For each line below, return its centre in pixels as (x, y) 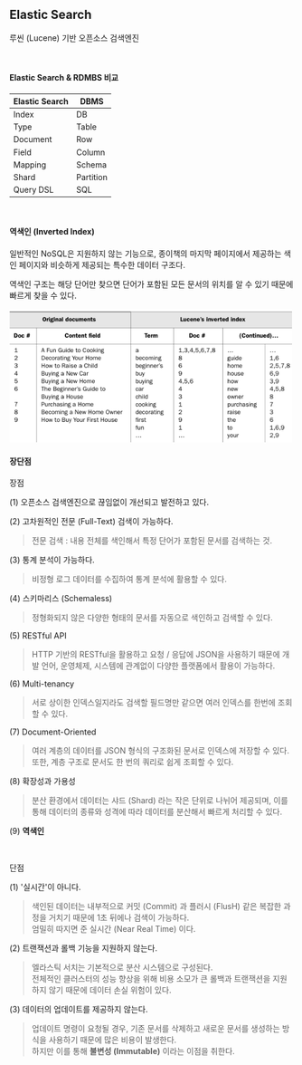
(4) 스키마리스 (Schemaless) (61, 599)
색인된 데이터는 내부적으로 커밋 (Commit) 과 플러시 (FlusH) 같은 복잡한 (156, 907)
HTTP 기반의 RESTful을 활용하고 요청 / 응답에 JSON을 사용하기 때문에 (156, 655)
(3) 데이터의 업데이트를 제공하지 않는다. (79, 1010)
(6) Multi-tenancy (42, 684)
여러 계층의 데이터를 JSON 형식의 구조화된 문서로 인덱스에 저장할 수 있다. (160, 751)
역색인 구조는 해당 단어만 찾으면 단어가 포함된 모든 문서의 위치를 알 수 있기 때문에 (151, 283)
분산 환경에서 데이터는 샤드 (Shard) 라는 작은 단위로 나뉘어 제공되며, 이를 (160, 801)
